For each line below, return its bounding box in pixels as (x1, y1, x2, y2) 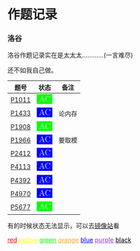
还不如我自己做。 (7, 66, 58, 74)
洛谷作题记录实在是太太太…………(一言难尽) (7, 51, 134, 60)
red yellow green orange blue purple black (7, 235, 131, 244)
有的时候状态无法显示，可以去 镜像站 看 (7, 221, 119, 230)
